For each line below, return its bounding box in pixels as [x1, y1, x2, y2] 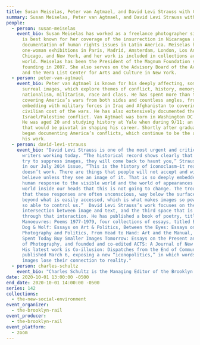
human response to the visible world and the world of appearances [21, 180, 193, 186]
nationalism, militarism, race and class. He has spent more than [21, 92, 190, 98]
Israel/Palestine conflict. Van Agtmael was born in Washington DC [21, 114, 193, 120]
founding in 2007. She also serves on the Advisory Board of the [21, 64, 187, 70]
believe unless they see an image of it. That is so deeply [21, 175, 174, 181]
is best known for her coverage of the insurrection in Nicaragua [21, 36, 190, 42]
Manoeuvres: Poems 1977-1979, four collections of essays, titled [21, 219, 190, 225]
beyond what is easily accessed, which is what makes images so [21, 197, 185, 203]
